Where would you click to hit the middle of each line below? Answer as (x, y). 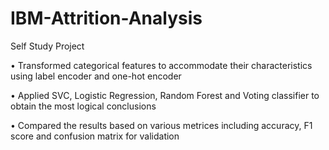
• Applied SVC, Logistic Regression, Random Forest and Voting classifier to (165, 95)
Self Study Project (47, 46)
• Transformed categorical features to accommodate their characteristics (161, 65)
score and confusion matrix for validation (95, 136)
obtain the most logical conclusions (83, 106)
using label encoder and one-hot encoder (96, 76)
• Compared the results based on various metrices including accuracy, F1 (161, 125)
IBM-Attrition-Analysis (106, 18)
